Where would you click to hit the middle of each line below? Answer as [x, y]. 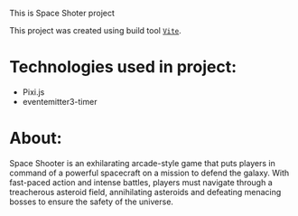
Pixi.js [33, 92]
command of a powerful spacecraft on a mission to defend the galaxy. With [149, 173]
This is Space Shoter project [62, 13]
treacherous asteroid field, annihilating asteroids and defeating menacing [145, 192]
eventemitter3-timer [60, 101]
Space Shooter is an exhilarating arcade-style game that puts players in [142, 163]
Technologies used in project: [123, 67]
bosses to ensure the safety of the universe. [92, 202]
